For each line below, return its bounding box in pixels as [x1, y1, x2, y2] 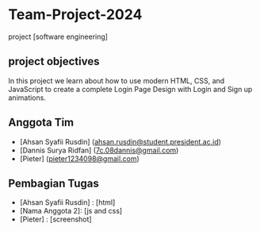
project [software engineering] [8, 32, 109, 41]
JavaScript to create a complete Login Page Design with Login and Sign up [8, 84, 253, 94]
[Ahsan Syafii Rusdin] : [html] [19, 198, 116, 207]
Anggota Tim [8, 116, 74, 129]
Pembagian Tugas [8, 176, 99, 190]
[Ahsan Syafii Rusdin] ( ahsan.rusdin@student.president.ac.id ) [19, 137, 222, 146]
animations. [8, 93, 46, 102]
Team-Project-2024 [8, 6, 143, 24]
